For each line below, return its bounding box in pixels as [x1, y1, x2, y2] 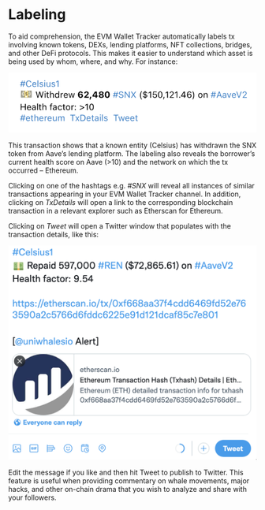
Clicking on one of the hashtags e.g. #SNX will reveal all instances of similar [8, 181, 255, 191]
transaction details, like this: [8, 230, 99, 240]
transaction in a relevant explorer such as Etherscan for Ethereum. [8, 207, 223, 216]
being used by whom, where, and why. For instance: [8, 57, 178, 66]
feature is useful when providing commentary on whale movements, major [8, 476, 250, 486]
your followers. [8, 493, 57, 502]
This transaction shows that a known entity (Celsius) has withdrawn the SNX [8, 140, 257, 151]
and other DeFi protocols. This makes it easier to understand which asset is [8, 48, 253, 58]
